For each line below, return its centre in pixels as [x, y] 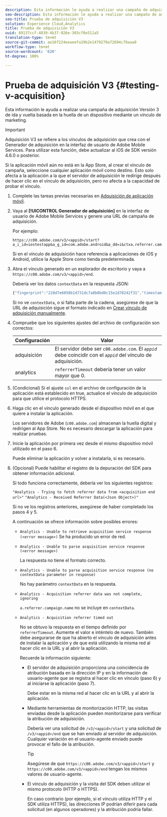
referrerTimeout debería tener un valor [100, 370]
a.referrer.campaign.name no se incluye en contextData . [77, 608]
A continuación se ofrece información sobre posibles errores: [75, 522]
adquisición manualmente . [39, 313]
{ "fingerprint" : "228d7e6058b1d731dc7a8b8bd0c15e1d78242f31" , [77, 293]
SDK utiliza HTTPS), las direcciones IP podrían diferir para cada [92, 804]
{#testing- [138, 85]
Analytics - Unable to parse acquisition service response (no [87, 571]
